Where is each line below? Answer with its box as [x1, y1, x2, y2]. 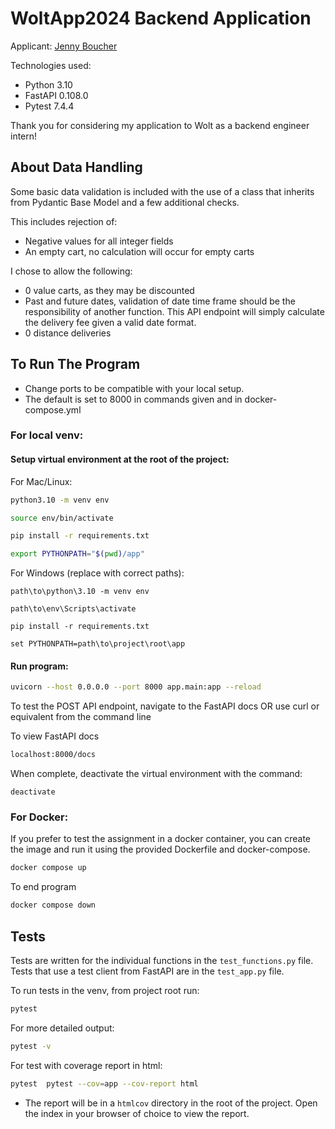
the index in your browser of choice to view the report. [24, 1107, 250, 1119]
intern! [10, 130, 38, 142]
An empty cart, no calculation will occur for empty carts [24, 245, 255, 257]
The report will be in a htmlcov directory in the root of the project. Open [24, 1097, 318, 1109]
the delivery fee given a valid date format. [24, 316, 197, 328]
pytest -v [10, 1041, 52, 1051]
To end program [10, 881, 77, 893]
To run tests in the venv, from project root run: [10, 985, 200, 996]
